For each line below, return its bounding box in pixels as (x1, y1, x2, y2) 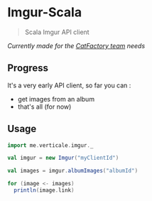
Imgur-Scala (7, 4, 82, 21)
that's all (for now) (17, 102, 72, 111)
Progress (7, 62, 48, 75)
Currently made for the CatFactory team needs (7, 41, 146, 50)
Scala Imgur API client (24, 28, 90, 36)
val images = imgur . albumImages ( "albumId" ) (7, 168, 139, 175)
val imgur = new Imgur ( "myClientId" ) (7, 154, 119, 162)
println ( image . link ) (13, 187, 75, 194)
